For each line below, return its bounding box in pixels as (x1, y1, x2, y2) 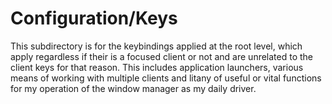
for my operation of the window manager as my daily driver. (10, 82, 257, 94)
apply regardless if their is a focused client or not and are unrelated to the (10, 50, 314, 62)
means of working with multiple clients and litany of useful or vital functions (10, 72, 322, 84)
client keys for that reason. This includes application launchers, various (10, 61, 304, 73)
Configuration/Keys (10, 7, 178, 30)
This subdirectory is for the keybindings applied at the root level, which (10, 40, 303, 52)
